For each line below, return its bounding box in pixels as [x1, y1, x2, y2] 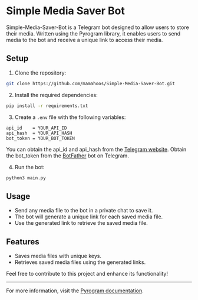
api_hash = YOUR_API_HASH [6, 130, 72, 136]
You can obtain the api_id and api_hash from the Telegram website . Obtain [6, 146, 187, 153]
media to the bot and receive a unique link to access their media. [6, 36, 163, 43]
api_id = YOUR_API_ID [6, 125, 67, 131]
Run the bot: [14, 163, 45, 170]
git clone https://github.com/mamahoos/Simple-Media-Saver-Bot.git [6, 80, 176, 86]
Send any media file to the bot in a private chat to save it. [14, 207, 153, 214]
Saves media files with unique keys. [14, 253, 102, 259]
